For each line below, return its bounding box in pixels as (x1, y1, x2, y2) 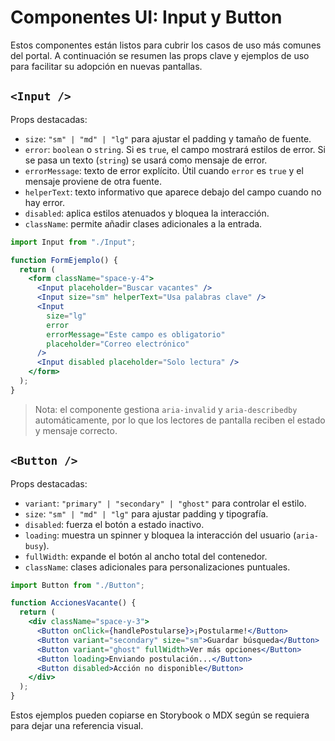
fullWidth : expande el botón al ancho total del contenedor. (24, 550, 268, 562)
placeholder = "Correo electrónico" (46, 339, 190, 349)
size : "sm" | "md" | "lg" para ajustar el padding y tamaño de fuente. (24, 132, 312, 145)
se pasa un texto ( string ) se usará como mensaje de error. (24, 154, 268, 166)
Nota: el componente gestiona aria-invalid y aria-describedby (34, 403, 298, 415)
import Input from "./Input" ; (10, 237, 137, 247)
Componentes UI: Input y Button (10, 6, 283, 29)
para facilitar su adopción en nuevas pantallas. (10, 60, 203, 72)
